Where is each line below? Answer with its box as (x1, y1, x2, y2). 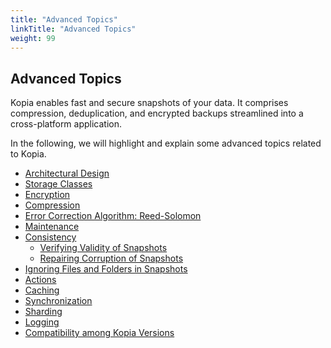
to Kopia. (10, 148, 47, 160)
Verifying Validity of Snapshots (39, 242, 168, 254)
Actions (24, 274, 57, 286)
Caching (24, 284, 60, 296)
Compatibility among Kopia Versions (24, 327, 175, 339)
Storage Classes (24, 178, 93, 190)
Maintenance (24, 221, 80, 233)
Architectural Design (24, 167, 110, 180)
